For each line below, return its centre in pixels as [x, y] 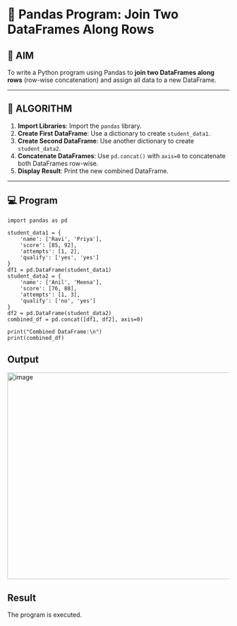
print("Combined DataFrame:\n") [55, 331]
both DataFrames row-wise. [58, 163]
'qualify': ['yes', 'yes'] [60, 257]
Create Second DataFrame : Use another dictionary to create [106, 141]
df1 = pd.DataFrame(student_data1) [60, 270]
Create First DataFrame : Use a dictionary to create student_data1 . [114, 133]
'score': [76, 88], [49, 288]
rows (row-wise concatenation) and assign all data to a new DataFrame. [112, 80]
